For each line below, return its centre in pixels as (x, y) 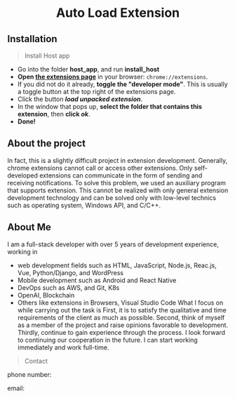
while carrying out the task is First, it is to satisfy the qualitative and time (122, 310)
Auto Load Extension (118, 13)
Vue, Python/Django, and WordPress (70, 272)
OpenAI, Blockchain (46, 295)
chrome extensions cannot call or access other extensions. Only (100, 168)
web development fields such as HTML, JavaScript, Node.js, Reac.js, (117, 265)
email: (16, 388)
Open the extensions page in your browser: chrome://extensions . (113, 77)
